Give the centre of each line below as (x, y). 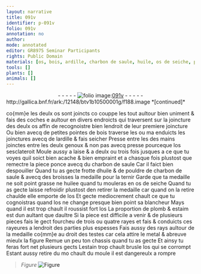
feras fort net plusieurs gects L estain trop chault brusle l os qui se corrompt (99, 247)
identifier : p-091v (31, 23)
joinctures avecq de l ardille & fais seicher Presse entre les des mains (91, 139)
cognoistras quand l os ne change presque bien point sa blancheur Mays (95, 203)
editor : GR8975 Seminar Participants (53, 51)
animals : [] (21, 78)
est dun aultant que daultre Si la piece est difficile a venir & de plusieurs (95, 215)
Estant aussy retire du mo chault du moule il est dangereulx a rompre (91, 253)
